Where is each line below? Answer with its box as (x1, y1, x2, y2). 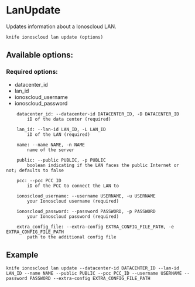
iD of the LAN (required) (27, 131, 91, 138)
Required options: (6, 68, 59, 76)
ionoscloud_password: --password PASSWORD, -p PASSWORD (16, 209, 156, 214)
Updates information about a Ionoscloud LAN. (6, 23, 117, 30)
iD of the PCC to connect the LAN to (27, 183, 119, 189)
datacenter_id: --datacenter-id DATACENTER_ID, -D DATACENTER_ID (16, 111, 180, 117)
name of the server (27, 147, 75, 153)
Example (6, 250, 39, 260)
